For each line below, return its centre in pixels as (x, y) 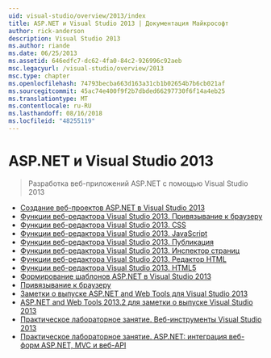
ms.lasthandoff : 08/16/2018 (56, 114)
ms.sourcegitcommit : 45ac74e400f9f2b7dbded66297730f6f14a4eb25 (117, 91)
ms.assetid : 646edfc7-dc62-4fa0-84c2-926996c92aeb (95, 61)
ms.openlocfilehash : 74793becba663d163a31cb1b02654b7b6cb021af (117, 83)
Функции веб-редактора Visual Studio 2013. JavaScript (114, 233)
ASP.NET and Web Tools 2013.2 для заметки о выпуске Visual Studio (136, 302)
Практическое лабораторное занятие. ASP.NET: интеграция (123, 336)
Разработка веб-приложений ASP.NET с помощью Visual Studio (138, 183)
